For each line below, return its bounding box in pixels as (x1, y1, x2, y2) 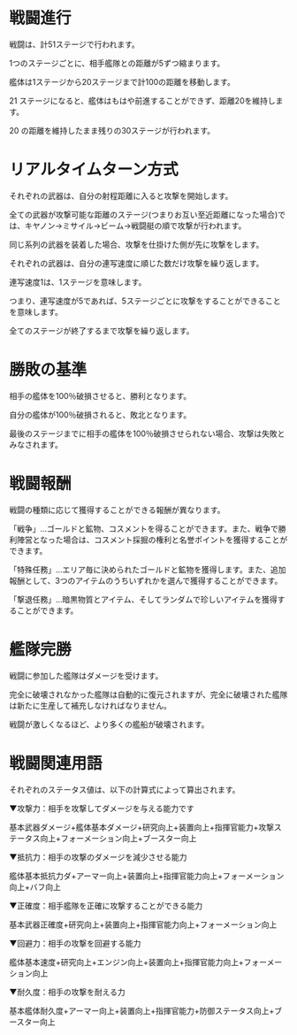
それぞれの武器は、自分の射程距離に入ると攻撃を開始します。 (9, 190, 233, 201)
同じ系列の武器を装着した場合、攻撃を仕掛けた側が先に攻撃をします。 (9, 239, 264, 249)
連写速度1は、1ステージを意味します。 (9, 276, 147, 287)
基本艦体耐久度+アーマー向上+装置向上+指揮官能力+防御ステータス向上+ (9, 1005, 275, 1016)
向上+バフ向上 (9, 881, 62, 892)
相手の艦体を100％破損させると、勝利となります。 (9, 390, 192, 401)
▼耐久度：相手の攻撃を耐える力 (9, 986, 126, 997)
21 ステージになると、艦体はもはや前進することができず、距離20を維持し (9, 95, 276, 106)
